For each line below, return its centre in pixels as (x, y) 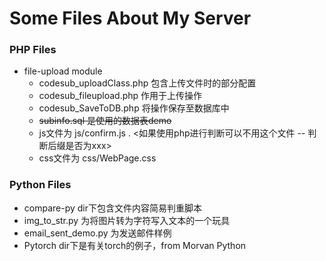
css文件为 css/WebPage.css (97, 158)
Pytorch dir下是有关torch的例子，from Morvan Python (135, 245)
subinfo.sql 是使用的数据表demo (105, 121)
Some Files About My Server (130, 18)
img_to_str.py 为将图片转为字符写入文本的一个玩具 (127, 220)
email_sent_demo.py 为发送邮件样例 (97, 233)
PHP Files (33, 50)
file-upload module (63, 71)
